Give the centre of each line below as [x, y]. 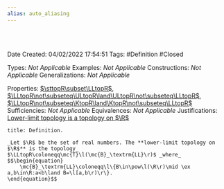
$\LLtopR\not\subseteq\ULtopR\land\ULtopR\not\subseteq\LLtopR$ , [104, 96]
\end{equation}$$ [32, 179]
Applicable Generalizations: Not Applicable [69, 75]
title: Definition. [35, 130]
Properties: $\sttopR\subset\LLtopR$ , [61, 88]
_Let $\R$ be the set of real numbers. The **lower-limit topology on [111, 143]
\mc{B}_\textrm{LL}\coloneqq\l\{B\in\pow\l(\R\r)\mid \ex [105, 167]
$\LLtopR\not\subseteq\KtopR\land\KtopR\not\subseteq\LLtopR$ [100, 103]
